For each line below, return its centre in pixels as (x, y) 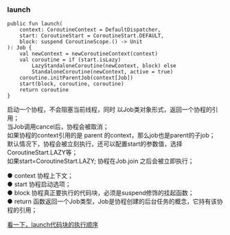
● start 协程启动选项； (39, 184)
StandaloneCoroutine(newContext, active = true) (103, 72)
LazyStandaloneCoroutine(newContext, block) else (104, 66)
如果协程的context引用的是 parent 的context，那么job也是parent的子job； (111, 135)
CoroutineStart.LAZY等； (43, 153)
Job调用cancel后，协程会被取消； (61, 127)
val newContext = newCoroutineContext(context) (89, 54)
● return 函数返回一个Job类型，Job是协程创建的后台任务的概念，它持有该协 (115, 201)
